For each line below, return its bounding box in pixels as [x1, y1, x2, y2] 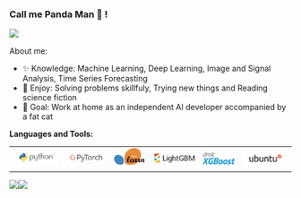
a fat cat [21, 111, 54, 122]
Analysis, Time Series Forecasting [21, 73, 148, 84]
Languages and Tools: [9, 129, 94, 140]
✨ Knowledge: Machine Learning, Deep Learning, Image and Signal [21, 63, 271, 74]
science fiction [21, 92, 78, 103]
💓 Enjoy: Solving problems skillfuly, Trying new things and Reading [21, 82, 269, 93]
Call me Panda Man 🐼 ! [9, 8, 108, 21]
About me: [9, 46, 47, 56]
